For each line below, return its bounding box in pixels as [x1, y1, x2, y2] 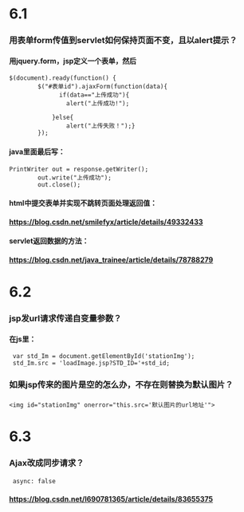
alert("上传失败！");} [65, 122, 136, 130]
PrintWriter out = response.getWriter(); [9, 165, 149, 173]
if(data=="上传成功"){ [59, 91, 130, 100]
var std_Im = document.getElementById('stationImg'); [12, 352, 195, 360]
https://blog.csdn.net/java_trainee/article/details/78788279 [9, 254, 214, 264]
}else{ [51, 113, 74, 122]
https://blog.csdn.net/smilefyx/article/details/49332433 [9, 217, 203, 226]
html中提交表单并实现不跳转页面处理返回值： [9, 199, 158, 208]
